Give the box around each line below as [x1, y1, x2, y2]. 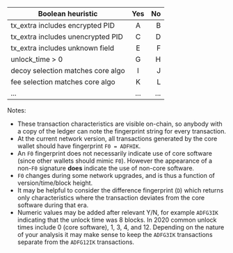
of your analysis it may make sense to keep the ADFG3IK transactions [17, 231, 214, 238]
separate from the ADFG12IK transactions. [17, 238, 134, 246]
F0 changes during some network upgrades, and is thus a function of [17, 172, 216, 179]
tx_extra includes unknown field [10, 43, 115, 53]
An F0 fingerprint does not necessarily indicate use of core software [17, 149, 212, 157]
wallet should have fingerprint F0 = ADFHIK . [17, 142, 141, 150]
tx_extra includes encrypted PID [10, 21, 115, 30]
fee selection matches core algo [10, 77, 116, 86]
